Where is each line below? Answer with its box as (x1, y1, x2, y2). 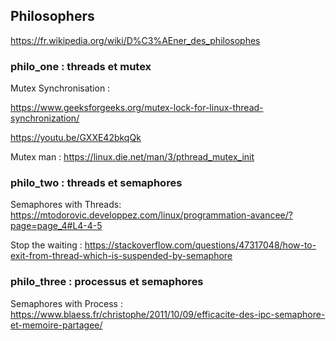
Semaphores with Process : (10, 297, 123, 309)
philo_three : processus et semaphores (10, 275, 204, 289)
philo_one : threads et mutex (10, 59, 152, 73)
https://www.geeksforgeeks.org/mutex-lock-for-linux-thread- (10, 102, 264, 114)
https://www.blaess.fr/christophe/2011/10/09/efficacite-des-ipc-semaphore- (10, 308, 326, 320)
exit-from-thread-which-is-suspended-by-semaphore (10, 250, 233, 262)
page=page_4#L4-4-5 (10, 220, 103, 232)
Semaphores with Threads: (10, 199, 122, 211)
